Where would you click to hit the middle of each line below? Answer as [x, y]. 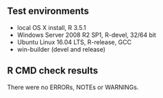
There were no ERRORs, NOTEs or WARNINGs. [73, 87]
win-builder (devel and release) [61, 49]
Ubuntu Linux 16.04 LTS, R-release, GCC [74, 42]
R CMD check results [53, 71]
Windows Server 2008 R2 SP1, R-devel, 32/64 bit [86, 35]
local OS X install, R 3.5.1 [51, 27]
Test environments [48, 11]
